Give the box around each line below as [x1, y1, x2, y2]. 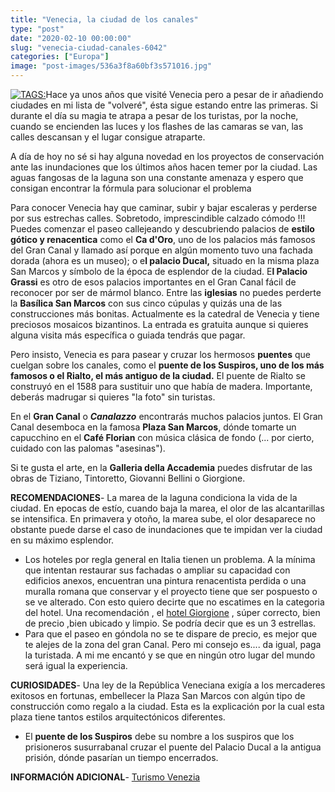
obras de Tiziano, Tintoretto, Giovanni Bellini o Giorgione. [10, 472, 246, 484]
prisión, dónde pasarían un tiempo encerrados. [24, 752, 219, 763]
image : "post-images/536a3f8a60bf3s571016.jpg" [10, 61, 213, 71]
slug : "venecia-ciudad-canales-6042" [10, 42, 168, 53]
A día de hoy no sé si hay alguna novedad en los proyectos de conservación [10, 151, 325, 162]
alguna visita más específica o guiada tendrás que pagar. [10, 329, 246, 341]
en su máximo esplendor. [10, 534, 115, 546]
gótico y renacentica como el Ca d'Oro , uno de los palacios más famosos [10, 234, 316, 245]
